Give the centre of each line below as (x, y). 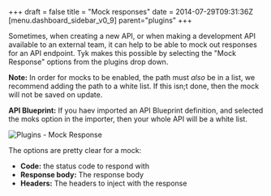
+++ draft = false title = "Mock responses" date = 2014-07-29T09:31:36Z (131, 12)
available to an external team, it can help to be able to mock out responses (133, 45)
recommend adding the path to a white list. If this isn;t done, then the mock (134, 86)
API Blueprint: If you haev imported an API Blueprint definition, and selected (136, 110)
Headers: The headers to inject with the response (103, 183)
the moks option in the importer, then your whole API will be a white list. (128, 119)
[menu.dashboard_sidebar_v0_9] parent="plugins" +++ (100, 20)
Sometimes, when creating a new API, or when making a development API (132, 36)
